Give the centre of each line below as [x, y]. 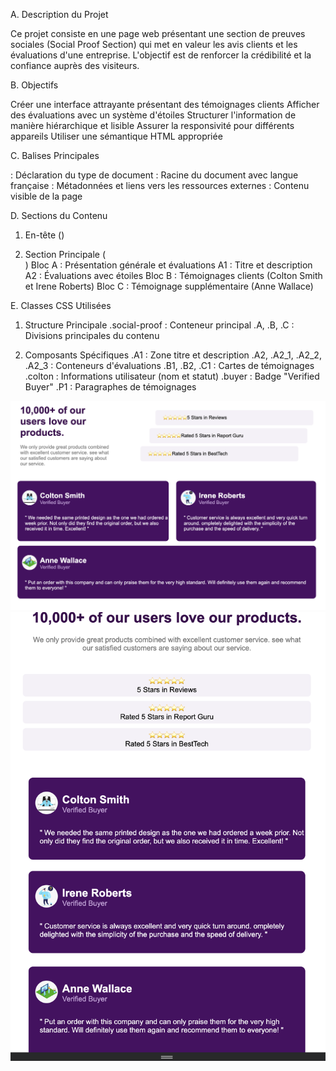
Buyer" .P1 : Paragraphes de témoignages [110, 387]
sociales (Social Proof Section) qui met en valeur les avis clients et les [154, 44]
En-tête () [44, 235]
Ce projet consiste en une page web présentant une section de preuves [158, 33]
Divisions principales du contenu [92, 335]
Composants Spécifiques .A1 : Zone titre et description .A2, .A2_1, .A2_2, [173, 355]
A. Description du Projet [59, 14]
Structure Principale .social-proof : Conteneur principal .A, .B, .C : [159, 325]
